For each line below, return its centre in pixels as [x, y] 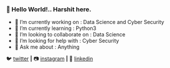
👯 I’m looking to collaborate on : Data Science [70, 35]
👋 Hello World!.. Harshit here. [49, 9]
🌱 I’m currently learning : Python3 [55, 28]
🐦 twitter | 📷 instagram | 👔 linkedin [50, 59]
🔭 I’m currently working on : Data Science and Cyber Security [89, 22]
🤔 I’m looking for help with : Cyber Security [67, 41]
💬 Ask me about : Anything [47, 47]
